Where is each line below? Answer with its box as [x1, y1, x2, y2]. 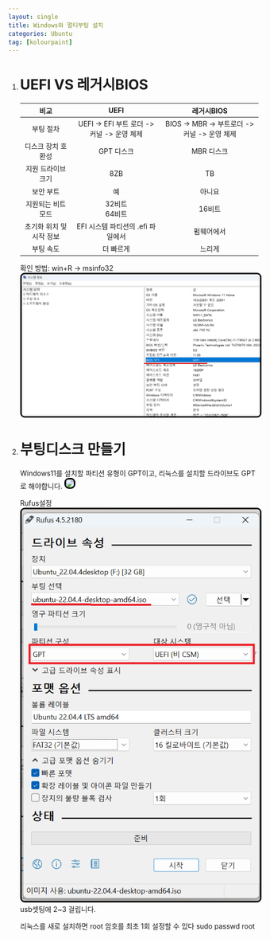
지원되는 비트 [25, 199, 66, 209]
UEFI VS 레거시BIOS [19, 76, 148, 94]
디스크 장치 [25, 142, 60, 151]
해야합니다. [28, 481, 64, 491]
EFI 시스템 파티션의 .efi [76, 221, 148, 231]
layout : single [8, 13, 59, 21]
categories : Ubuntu [8, 29, 73, 37]
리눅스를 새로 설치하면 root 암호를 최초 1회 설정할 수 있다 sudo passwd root [19, 921, 256, 931]
